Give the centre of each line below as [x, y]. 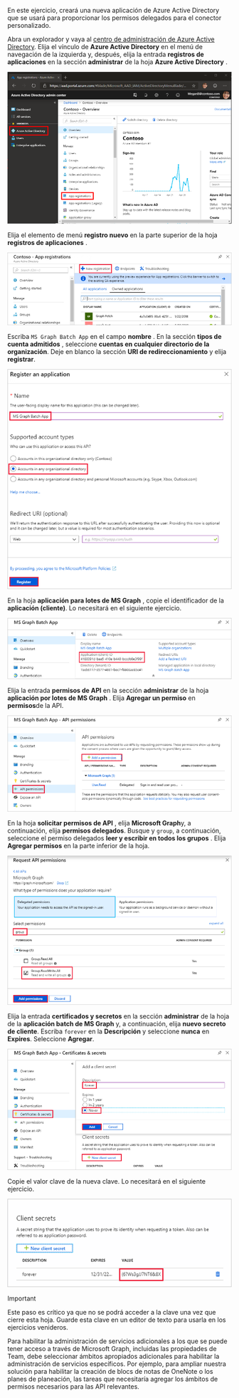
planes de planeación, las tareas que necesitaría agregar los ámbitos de [113, 1379]
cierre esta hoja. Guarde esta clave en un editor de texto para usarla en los [117, 1320]
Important [22, 1298]
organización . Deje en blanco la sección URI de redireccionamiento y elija [117, 352]
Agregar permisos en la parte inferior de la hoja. [79, 846]
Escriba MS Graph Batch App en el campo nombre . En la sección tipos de [115, 337]
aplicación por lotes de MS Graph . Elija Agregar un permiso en [101, 698]
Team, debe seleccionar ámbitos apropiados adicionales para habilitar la [113, 1356]
